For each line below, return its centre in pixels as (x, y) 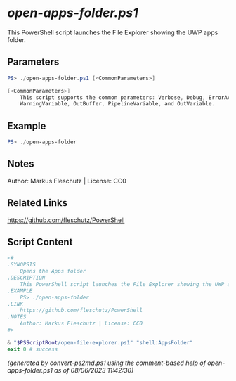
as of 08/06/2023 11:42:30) (94, 370)
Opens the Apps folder (53, 271)
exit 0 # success (33, 349)
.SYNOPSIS (22, 265)
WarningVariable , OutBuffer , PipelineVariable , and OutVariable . (118, 104)
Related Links (38, 203)
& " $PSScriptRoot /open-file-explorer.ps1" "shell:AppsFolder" (100, 342)
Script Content (40, 241)
